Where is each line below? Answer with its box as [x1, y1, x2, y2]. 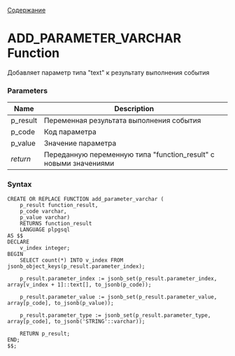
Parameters [7, 85, 48, 95]
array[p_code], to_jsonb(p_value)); [7, 299, 114, 306]
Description [114, 104, 155, 114]
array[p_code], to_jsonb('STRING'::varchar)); [7, 318, 145, 325]
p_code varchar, [20, 208, 68, 215]
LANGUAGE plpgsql [20, 226, 71, 233]
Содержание [7, 6, 46, 14]
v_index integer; [20, 244, 71, 251]
